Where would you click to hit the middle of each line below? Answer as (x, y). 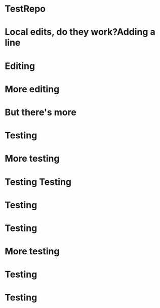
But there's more (41, 112)
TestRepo (25, 9)
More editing (32, 89)
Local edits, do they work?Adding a (80, 32)
